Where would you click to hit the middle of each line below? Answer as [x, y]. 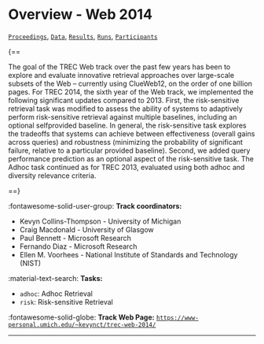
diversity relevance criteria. [52, 176]
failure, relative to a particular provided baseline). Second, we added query [129, 150]
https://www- [177, 318]
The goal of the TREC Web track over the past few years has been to [119, 67]
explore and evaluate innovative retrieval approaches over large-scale [121, 75]
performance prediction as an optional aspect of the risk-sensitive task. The [131, 158]
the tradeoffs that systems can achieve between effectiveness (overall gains [132, 133]
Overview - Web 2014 [81, 15]
